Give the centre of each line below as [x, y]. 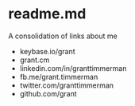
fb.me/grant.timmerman [59, 77]
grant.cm [35, 60]
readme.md [47, 14]
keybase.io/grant [47, 51]
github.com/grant [48, 93]
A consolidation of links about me [63, 36]
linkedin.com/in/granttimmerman [73, 68]
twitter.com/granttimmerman [66, 85]
